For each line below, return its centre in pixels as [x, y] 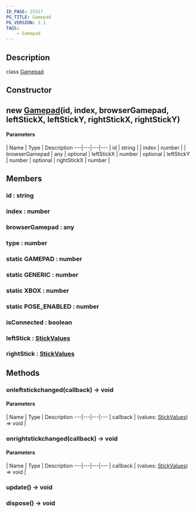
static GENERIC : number [42, 275]
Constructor [29, 90]
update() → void [29, 488]
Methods [23, 373]
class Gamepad [25, 71]
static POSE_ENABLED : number [53, 306]
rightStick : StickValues [40, 354]
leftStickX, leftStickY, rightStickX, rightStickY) [93, 120]
